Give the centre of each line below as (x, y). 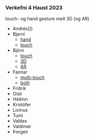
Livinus (20, 110)
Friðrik (19, 88)
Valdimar (22, 126)
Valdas (20, 121)
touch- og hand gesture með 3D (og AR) (48, 19)
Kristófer (22, 105)
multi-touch (32, 78)
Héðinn (20, 99)
